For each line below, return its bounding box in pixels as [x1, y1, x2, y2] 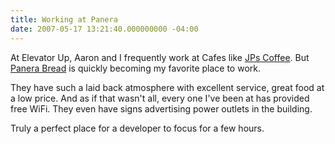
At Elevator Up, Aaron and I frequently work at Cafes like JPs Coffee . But [10, 51, 310, 63]
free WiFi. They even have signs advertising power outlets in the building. [10, 102, 313, 115]
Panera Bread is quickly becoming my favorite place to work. [10, 62, 261, 74]
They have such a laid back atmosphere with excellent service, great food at [10, 81, 325, 93]
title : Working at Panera [10, 14, 118, 25]
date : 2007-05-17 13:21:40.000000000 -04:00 [10, 24, 199, 34]
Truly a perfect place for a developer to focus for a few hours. [10, 122, 265, 134]
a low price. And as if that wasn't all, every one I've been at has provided [10, 92, 310, 104]
